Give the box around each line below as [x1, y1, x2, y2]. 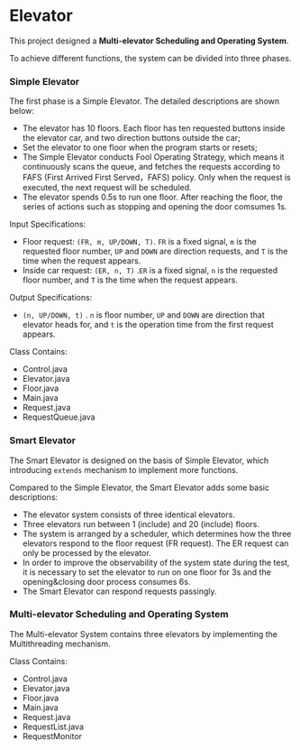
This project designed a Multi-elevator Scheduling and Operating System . [9, 35, 289, 46]
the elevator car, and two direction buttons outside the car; [22, 133, 241, 144]
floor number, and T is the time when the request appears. [22, 274, 239, 285]
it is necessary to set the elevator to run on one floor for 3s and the [22, 566, 272, 578]
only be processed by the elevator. [22, 547, 151, 558]
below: [9, 106, 34, 116]
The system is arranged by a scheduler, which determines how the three [22, 528, 292, 539]
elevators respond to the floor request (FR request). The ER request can [22, 538, 289, 549]
